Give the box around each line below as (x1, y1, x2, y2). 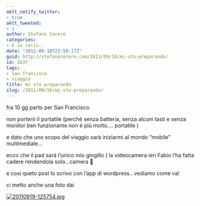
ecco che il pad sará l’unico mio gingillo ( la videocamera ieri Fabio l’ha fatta (6, 151, 195, 158)
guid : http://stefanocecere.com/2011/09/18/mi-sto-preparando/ (6, 54, 169, 60)
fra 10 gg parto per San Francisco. (6, 104, 92, 111)
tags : (6, 64, 20, 71)
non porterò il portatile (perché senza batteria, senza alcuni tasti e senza (6, 115, 187, 122)
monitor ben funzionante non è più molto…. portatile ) (6, 122, 139, 129)
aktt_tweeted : (6, 20, 42, 26)
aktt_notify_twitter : (6, 8, 61, 15)
